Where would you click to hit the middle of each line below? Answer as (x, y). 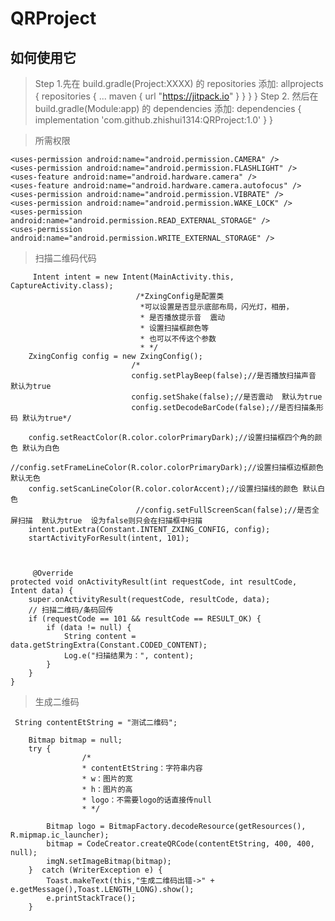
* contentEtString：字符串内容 (142, 768)
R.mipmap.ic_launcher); (60, 835)
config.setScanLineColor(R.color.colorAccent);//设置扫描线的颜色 (163, 489)
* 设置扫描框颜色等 (174, 328)
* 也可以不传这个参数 (178, 339)
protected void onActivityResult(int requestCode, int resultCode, (154, 582)
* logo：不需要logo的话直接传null (146, 800)
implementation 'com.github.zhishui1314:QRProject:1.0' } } (154, 120)
